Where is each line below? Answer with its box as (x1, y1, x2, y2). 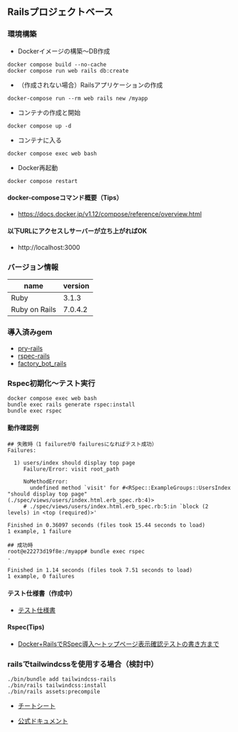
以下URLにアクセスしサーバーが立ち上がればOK (7, 226, 148, 236)
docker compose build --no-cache (7, 61, 107, 68)
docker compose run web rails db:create (7, 67, 130, 74)
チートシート (17, 701, 56, 710)
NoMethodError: (23, 479, 69, 486)
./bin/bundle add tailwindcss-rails (7, 675, 116, 683)
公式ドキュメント (17, 716, 68, 725)
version (63, 281, 90, 291)
